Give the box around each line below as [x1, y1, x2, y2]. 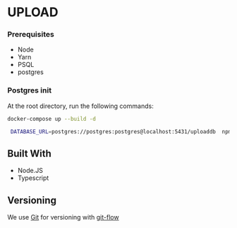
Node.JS [17, 167, 44, 175]
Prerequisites [7, 30, 54, 40]
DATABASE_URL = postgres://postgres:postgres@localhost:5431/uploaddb [10, 128, 217, 135]
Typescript [17, 174, 49, 182]
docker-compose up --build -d [7, 115, 97, 122]
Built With [7, 148, 51, 160]
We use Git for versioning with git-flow [7, 213, 119, 222]
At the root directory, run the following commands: [7, 102, 154, 110]
